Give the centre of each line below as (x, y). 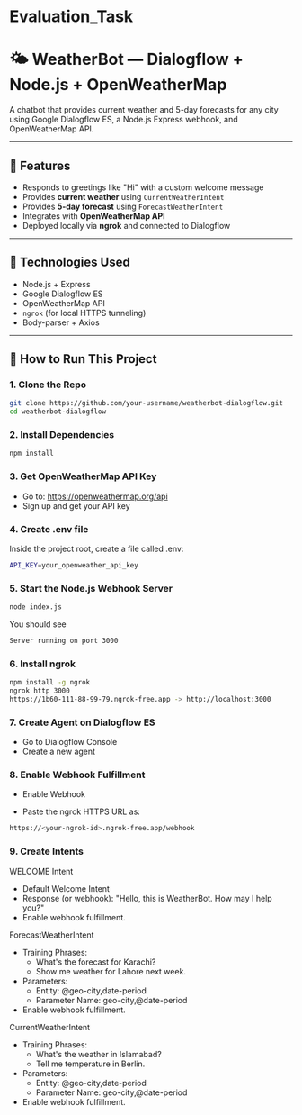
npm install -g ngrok (50, 683)
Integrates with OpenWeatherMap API (94, 216)
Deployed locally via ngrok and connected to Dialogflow (126, 225)
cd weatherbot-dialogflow (58, 412)
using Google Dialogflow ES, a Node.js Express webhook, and (124, 120)
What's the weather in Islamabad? (98, 1054)
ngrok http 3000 (40, 691)
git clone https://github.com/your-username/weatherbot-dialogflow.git (146, 403)
